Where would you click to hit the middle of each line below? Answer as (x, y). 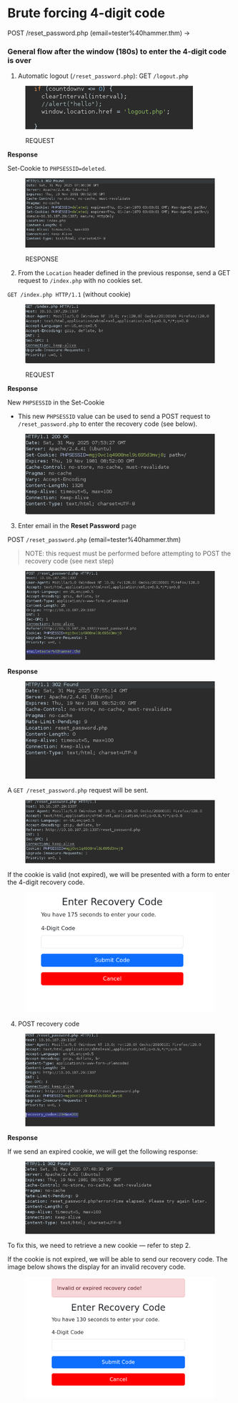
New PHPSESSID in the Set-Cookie (56, 402)
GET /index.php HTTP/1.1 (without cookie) (69, 294)
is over (20, 60)
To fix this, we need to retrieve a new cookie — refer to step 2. (99, 1245)
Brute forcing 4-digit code (86, 13)
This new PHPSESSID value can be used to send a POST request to (114, 417)
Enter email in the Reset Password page (77, 526)
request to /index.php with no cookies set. (80, 280)
